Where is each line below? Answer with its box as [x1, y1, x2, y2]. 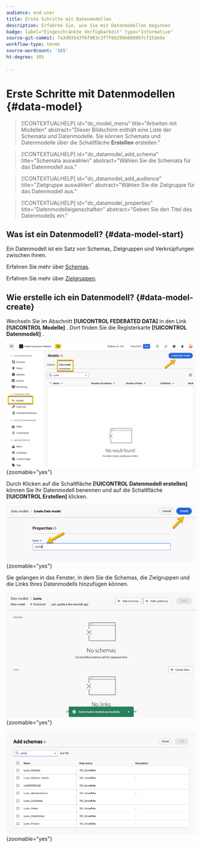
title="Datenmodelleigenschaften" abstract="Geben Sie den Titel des [20, 205, 192, 213]
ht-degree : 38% [6, 54, 44, 60]
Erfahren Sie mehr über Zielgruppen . [6, 275, 97, 282]
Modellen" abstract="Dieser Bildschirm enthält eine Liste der [20, 126, 172, 133]
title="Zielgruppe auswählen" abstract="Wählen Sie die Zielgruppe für [20, 181, 195, 189]
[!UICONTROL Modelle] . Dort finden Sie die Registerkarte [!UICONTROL [6, 324, 188, 332]
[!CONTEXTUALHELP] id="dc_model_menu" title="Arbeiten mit [20, 120, 177, 127]
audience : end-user [6, 10, 55, 16]
